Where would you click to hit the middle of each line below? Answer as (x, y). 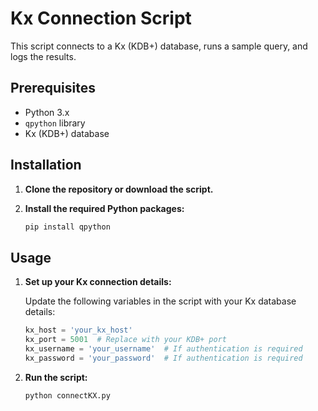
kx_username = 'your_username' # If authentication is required (163, 349)
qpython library (55, 123)
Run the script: (56, 377)
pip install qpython (67, 227)
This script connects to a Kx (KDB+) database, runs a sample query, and (159, 46)
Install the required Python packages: (104, 208)
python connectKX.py (67, 395)
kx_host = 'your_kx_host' (78, 330)
